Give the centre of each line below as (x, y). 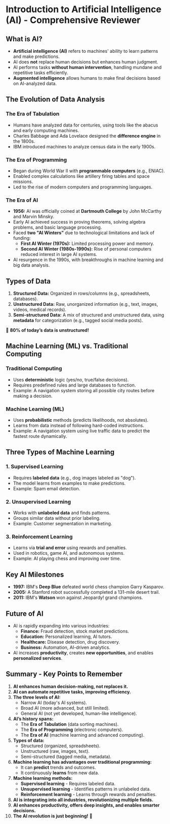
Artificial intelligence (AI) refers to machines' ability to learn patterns (86, 51)
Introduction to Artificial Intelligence (83, 9)
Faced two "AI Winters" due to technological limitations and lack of (84, 233)
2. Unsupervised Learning (38, 501)
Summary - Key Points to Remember (64, 674)
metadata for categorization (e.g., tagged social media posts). (78, 321)
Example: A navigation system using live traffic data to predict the (81, 431)
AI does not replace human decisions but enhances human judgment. (86, 62)
